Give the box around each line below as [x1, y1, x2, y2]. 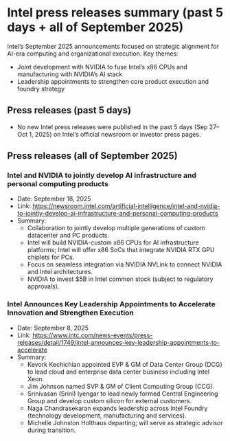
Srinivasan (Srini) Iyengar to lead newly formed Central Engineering [27, 389, 218, 398]
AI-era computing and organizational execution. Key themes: [7, 49, 179, 58]
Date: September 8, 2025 [16, 324, 89, 332]
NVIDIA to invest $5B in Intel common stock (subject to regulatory [27, 275, 214, 283]
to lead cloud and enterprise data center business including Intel [27, 367, 210, 376]
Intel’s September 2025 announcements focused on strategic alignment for [7, 42, 220, 50]
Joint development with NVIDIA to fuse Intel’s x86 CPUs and [16, 63, 187, 71]
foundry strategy [16, 84, 65, 93]
